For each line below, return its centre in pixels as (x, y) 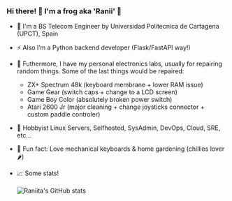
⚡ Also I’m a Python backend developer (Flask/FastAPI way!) (103, 47)
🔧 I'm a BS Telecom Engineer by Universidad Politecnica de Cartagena (118, 27)
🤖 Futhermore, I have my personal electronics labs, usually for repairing (119, 64)
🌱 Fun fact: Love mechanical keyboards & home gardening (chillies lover (121, 149)
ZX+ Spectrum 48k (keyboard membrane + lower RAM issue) (115, 85)
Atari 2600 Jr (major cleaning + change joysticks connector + (116, 107)
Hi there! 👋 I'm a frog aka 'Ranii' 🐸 (64, 11)
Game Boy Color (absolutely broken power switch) (100, 100)
